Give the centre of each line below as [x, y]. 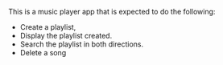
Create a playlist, [48, 27]
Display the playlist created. [66, 36]
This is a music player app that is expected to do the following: [112, 12]
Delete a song [43, 53]
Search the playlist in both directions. [81, 44]
